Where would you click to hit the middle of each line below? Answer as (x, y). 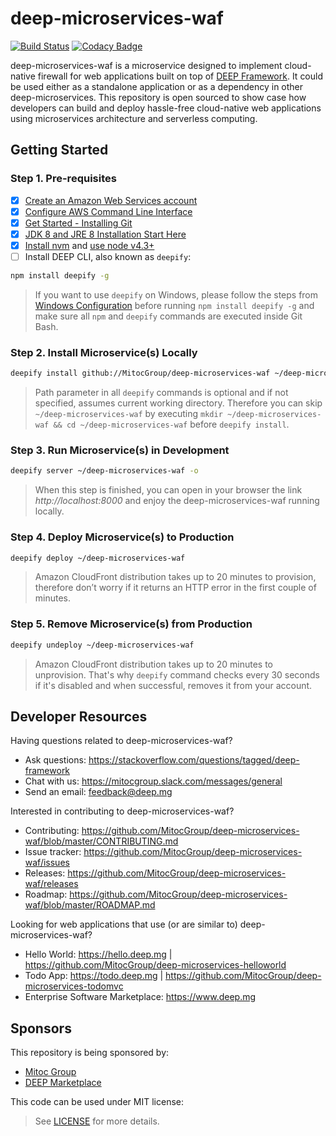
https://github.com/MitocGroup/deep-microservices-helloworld (155, 965)
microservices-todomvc (74, 986)
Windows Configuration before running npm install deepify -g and (174, 305)
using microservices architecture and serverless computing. (134, 118)
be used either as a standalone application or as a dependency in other (157, 86)
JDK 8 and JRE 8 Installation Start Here (105, 234)
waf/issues (47, 863)
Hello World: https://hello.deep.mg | (98, 954)
